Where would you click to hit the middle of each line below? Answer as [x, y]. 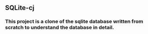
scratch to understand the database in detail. [60, 27]
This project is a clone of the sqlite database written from [74, 22]
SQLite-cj [20, 8]
